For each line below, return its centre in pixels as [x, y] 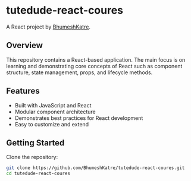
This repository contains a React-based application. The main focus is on [96, 59]
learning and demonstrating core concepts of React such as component [94, 66]
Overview [25, 45]
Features [23, 91]
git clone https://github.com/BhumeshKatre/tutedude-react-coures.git [95, 168]
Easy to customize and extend [52, 124]
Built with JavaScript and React [53, 105]
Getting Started [35, 143]
